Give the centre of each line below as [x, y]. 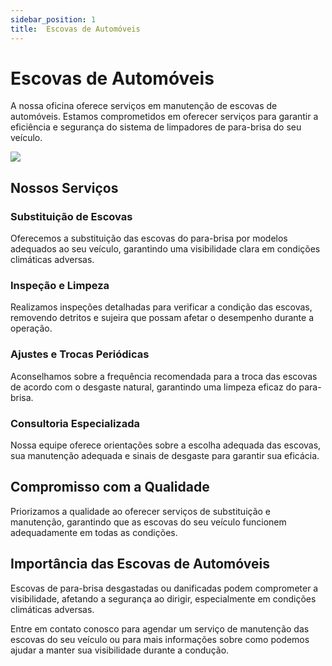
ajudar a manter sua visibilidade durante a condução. [120, 650]
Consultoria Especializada [75, 423]
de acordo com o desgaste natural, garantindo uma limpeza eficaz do [153, 387]
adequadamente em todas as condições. [94, 532]
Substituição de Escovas [71, 216]
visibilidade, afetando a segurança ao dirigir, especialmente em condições [163, 598]
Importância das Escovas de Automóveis [140, 564]
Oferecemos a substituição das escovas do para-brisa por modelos [149, 238]
